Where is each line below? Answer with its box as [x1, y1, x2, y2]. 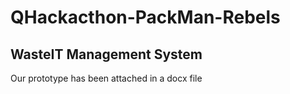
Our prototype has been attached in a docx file [10, 72, 203, 84]
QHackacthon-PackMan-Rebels [10, 6, 281, 29]
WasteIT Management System [10, 46, 203, 63]
